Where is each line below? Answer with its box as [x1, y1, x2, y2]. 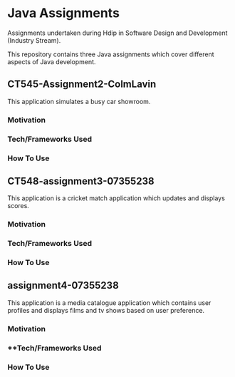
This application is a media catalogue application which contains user [7, 298, 211, 307]
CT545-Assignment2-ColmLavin [7, 78, 157, 91]
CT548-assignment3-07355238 [7, 175, 155, 187]
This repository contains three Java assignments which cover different [7, 50, 215, 58]
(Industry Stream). [7, 36, 61, 44]
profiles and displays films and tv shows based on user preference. [7, 306, 205, 314]
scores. [7, 202, 30, 210]
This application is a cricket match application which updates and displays [7, 194, 226, 202]
